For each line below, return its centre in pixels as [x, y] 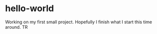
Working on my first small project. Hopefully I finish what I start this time [79, 22]
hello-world [30, 8]
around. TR [17, 27]
